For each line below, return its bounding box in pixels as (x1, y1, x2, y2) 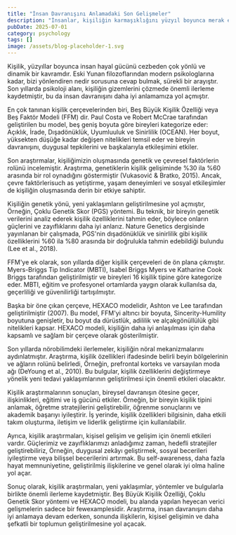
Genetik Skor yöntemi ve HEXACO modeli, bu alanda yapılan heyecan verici (7, 497, 225, 506)
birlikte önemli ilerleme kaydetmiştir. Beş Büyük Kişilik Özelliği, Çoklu (7, 490, 206, 498)
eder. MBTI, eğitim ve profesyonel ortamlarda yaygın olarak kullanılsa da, (7, 280, 218, 288)
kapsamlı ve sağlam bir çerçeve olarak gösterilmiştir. (7, 331, 159, 339)
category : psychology (7, 29, 71, 37)
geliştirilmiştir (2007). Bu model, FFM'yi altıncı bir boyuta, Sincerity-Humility (7, 309, 226, 317)
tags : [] (7, 36, 33, 43)
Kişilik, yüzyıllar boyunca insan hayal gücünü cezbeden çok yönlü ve (7, 62, 206, 70)
